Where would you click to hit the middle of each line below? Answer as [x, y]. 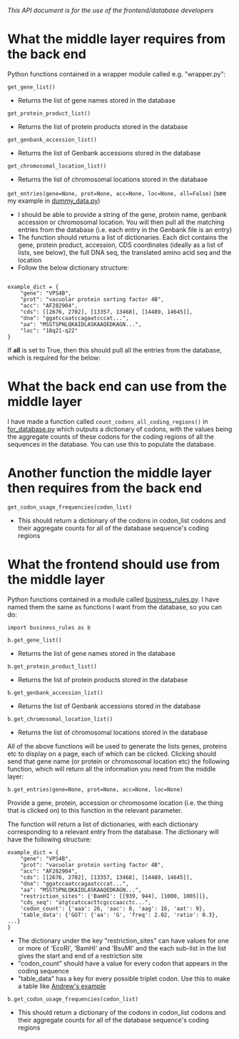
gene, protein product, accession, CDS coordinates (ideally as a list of [120, 245]
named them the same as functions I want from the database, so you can [115, 607]
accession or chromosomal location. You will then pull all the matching [121, 222]
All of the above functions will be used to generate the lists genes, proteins [117, 746]
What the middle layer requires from [117, 39]
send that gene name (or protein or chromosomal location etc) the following [118, 761]
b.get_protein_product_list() [52, 667]
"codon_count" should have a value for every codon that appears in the [123, 963]
